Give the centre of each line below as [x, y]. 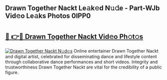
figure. [12, 72]
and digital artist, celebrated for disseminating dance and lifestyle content [81, 56]
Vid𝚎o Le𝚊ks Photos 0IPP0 [48, 16]
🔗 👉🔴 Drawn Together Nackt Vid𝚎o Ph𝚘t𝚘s [74, 37]
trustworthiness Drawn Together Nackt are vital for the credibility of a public [84, 67]
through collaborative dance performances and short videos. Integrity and [81, 62]
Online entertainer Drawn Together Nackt [116, 51]
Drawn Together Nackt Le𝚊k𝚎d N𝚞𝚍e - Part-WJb [82, 8]
